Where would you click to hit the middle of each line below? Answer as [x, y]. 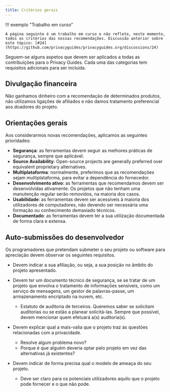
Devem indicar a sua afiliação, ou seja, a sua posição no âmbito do [83, 265]
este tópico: [19, 43]
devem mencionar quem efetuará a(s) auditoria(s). [73, 317]
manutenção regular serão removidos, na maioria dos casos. [76, 194]
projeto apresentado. [35, 270]
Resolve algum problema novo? [53, 342]
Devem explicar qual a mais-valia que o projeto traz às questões [80, 327]
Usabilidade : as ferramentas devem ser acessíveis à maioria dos [81, 199]
